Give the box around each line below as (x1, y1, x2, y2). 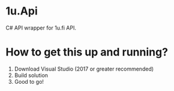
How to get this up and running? (5, 45, 169, 59)
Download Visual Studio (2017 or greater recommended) (14, 65, 154, 72)
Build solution (14, 71, 49, 79)
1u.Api (5, 4, 38, 18)
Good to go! (14, 78, 44, 85)
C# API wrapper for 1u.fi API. (5, 24, 76, 31)
